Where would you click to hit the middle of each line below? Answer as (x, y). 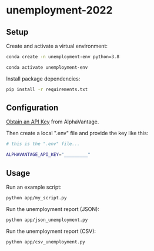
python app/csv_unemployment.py (46, 242)
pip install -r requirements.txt (47, 89)
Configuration (32, 108)
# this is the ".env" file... (43, 144)
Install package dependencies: (43, 78)
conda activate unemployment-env (47, 67)
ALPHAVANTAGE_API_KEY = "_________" (48, 155)
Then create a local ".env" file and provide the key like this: (77, 133)
